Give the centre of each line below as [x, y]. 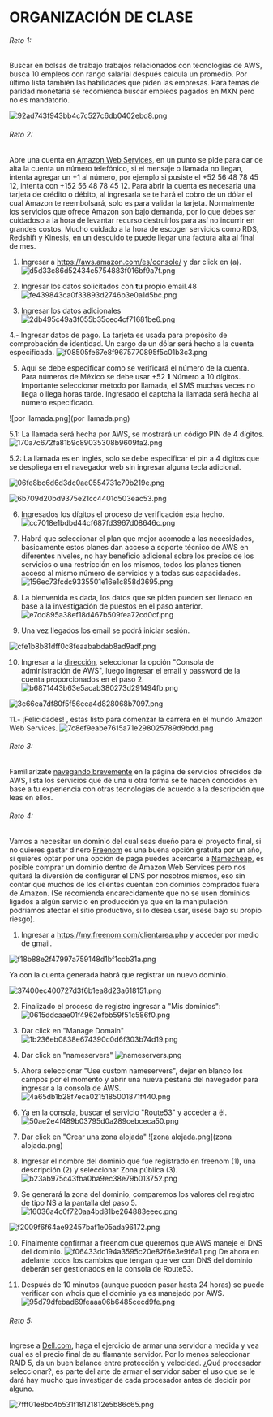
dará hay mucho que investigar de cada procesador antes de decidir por [130, 1380]
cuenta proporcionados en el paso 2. [82, 679]
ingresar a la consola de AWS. [71, 1088]
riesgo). [22, 919]
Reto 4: [21, 816]
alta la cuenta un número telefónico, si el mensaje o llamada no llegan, [126, 168]
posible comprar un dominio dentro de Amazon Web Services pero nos [128, 867]
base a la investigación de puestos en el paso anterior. [112, 606]
